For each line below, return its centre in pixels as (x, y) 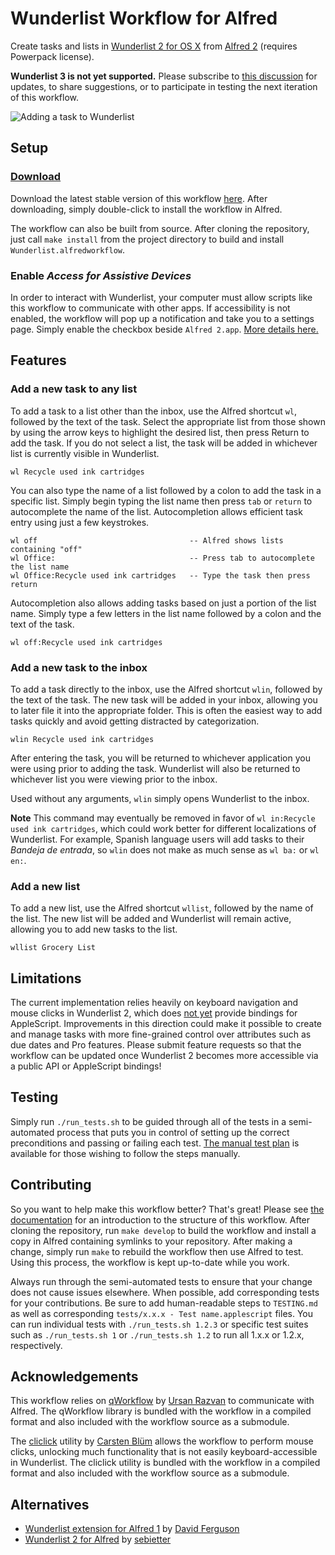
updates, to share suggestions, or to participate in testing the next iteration (164, 86)
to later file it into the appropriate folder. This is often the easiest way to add (166, 710)
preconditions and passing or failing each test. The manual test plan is (155, 1143)
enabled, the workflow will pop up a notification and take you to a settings (162, 318)
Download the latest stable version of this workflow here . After (139, 198)
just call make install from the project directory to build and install (147, 239)
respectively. (36, 1345)
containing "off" (46, 549)
